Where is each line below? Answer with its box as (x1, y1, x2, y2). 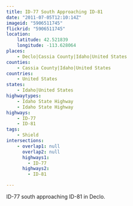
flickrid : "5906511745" (6, 25, 66, 32)
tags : (6, 126, 20, 133)
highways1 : (22, 154, 50, 160)
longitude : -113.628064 (17, 43, 77, 49)
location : (6, 31, 31, 37)
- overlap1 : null (17, 143, 61, 149)
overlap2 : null (22, 149, 61, 155)
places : (6, 48, 26, 54)
